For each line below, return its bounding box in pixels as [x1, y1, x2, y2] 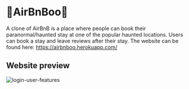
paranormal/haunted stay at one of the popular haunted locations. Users [6, 31, 183, 38]
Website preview [6, 61, 70, 71]
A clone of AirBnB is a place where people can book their [6, 25, 146, 32]
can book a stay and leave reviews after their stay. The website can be [6, 37, 179, 44]
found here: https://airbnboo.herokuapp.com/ [6, 44, 118, 51]
